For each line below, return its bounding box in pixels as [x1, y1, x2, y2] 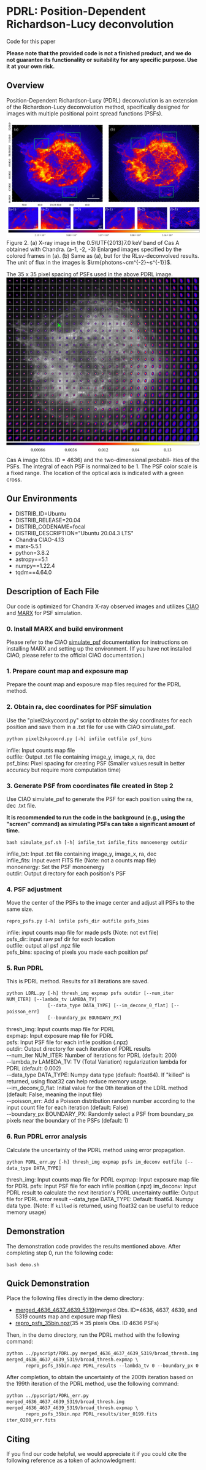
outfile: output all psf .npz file [6, 942, 80, 950]
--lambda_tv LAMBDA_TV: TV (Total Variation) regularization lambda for [6, 1058, 187, 1066]
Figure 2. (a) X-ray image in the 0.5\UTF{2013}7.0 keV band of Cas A [6, 239, 180, 247]
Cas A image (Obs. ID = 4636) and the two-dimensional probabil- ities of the [6, 456, 200, 464]
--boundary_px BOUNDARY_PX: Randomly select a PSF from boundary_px [6, 1110, 194, 1118]
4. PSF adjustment [6, 885, 63, 894]
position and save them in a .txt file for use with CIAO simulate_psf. [6, 723, 175, 730]
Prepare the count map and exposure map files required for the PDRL [6, 681, 181, 688]
